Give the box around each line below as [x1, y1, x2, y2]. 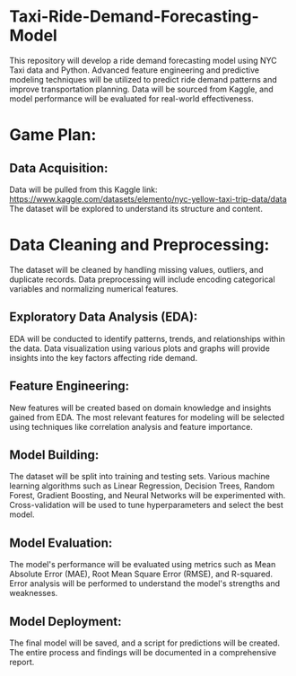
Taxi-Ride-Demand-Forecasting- [9, 6, 260, 27]
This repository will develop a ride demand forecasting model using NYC [9, 55, 277, 66]
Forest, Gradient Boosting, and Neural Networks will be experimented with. [9, 490, 286, 501]
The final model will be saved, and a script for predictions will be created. [9, 637, 281, 648]
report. [9, 656, 35, 667]
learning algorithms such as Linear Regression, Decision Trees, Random [9, 480, 275, 491]
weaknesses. [9, 588, 58, 599]
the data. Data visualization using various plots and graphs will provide [9, 343, 271, 354]
